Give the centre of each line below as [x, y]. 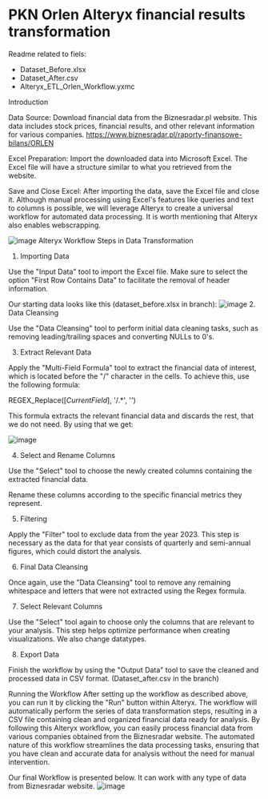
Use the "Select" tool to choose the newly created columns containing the [130, 471]
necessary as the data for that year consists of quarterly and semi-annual [130, 543]
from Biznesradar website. [52, 785]
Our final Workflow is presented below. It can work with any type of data [127, 777]
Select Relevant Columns [61, 606]
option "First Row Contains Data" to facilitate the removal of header [119, 280]
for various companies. [46, 135]
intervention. [29, 761]
